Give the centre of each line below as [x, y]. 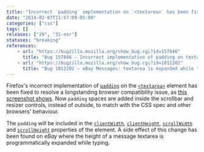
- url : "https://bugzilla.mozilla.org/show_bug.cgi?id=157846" [99, 52]
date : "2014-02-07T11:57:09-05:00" [51, 18]
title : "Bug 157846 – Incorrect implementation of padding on [103, 57]
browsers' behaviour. [33, 112]
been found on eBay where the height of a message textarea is [85, 136]
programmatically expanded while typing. [58, 143]
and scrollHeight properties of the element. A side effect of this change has [102, 130]
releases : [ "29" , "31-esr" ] [42, 35]
